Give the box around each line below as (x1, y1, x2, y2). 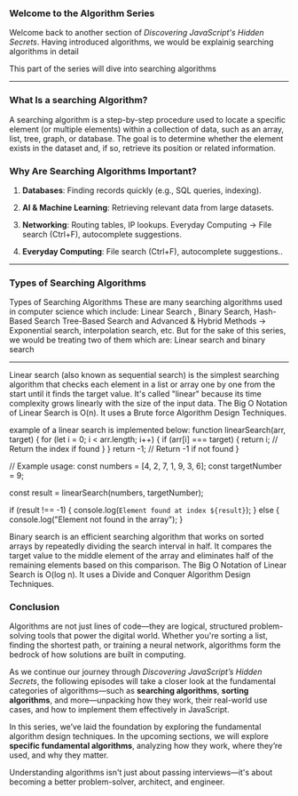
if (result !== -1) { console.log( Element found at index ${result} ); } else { (9, 505, 279, 516)
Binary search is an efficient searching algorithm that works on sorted (9, 532, 264, 543)
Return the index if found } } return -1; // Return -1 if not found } (9, 444, 239, 454)
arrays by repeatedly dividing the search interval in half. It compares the (9, 541, 272, 551)
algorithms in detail (9, 46, 80, 57)
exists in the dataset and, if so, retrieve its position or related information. (9, 142, 277, 153)
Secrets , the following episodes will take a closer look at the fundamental (9, 676, 277, 687)
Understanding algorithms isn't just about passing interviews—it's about (9, 768, 273, 778)
